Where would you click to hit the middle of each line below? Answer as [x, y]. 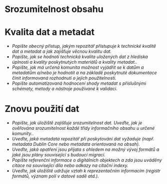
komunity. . [22, 133]
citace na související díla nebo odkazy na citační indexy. [70, 165]
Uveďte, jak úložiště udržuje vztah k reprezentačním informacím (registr [86, 171]
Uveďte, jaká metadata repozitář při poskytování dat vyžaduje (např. [83, 139]
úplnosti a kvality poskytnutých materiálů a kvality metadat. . [74, 62]
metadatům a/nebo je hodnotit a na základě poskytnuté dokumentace [84, 73]
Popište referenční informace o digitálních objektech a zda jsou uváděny [87, 160]
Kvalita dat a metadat [49, 32]
